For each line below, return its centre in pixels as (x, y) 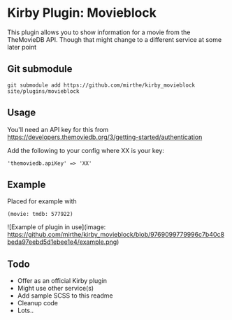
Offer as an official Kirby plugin (62, 281)
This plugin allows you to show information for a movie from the (99, 32)
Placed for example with (42, 201)
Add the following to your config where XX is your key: (86, 150)
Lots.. (26, 311)
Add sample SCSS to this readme (65, 296)
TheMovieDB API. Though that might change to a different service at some (115, 39)
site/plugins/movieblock (43, 91)
